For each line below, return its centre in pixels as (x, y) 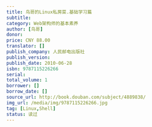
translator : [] (26, 46)
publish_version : (28, 57)
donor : (15, 35)
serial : (16, 74)
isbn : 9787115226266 (33, 69)
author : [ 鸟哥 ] (25, 29)
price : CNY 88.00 (28, 40)
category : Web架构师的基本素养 (42, 23)
